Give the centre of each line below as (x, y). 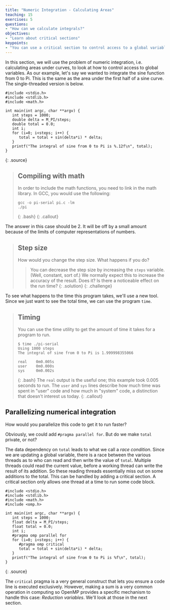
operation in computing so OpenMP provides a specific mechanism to (78, 592)
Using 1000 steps (36, 349)
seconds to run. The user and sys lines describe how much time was (89, 385)
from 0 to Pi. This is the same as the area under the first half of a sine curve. (84, 78)
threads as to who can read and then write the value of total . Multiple (78, 460)
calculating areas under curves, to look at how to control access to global (82, 67)
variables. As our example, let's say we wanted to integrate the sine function (85, 73)
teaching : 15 (19, 15)
